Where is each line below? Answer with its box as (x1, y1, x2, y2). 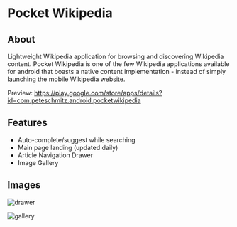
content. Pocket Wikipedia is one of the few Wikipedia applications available (7, 60, 230, 68)
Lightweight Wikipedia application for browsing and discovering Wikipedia (7, 52, 224, 60)
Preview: (7, 89, 33, 97)
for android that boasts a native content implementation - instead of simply (7, 68, 226, 75)
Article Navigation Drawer (17, 151, 94, 159)
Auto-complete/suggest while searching (17, 135, 136, 144)
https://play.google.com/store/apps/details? (34, 89, 162, 97)
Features (7, 117, 48, 129)
